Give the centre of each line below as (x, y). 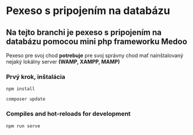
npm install (20, 89)
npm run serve (23, 126)
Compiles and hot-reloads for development (69, 114)
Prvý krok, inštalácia (36, 77)
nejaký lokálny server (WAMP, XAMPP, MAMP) (63, 62)
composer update (26, 99)
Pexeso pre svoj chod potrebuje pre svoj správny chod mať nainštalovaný (95, 56)
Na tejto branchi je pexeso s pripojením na (84, 32)
